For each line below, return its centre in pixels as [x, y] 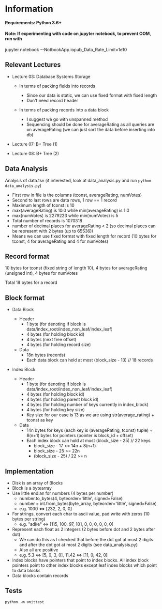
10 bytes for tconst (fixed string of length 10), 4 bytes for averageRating [76, 268]
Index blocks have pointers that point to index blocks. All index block [80, 560]
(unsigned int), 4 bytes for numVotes [42, 273]
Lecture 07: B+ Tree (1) [35, 144]
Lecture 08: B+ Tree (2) [35, 153]
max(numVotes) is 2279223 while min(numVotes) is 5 [65, 215]
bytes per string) [29, 519]
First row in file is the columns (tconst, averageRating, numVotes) [77, 195]
